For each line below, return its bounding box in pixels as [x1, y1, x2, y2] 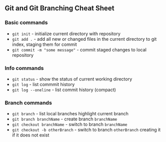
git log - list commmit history [12, 81, 75, 87]
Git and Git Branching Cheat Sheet [5, 4, 115, 13]
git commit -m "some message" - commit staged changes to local [12, 46, 147, 52]
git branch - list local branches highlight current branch [12, 111, 129, 117]
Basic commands [5, 19, 48, 26]
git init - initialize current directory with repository [12, 30, 121, 37]
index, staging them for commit [12, 41, 77, 47]
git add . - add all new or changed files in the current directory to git [12, 36, 157, 42]
